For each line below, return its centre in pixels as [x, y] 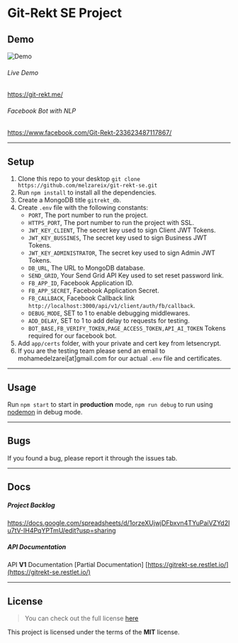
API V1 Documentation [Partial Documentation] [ [78, 565]
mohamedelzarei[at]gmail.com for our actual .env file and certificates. [119, 358]
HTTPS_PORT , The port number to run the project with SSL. [111, 223]
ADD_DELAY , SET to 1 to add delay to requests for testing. [109, 321]
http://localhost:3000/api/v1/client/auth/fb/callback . [112, 306]
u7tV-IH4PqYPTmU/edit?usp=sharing [62, 531]
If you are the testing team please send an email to [91, 351]
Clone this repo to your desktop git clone [79, 179]
